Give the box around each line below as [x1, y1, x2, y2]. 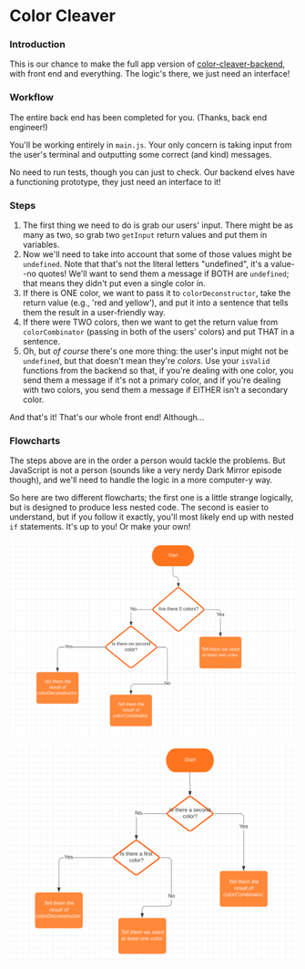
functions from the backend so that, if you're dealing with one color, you [22, 366, 294, 376]
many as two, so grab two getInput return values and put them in [22, 230, 268, 241]
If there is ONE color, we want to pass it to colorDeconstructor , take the [22, 288, 291, 299]
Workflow [9, 91, 55, 104]
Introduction [9, 38, 66, 51]
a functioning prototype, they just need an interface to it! [9, 176, 221, 187]
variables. [22, 239, 60, 251]
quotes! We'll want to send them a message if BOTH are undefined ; [37, 268, 290, 279]
